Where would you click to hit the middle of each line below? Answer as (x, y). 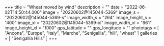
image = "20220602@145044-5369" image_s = (91, 12)
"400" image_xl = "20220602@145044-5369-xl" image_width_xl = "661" (78, 23)
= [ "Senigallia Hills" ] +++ (31, 38)
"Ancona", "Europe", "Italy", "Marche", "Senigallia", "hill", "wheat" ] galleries (81, 33)
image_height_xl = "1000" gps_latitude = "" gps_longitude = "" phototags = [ (82, 28)
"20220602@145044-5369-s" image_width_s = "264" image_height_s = (78, 17)
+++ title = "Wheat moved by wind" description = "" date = (64, 7)
